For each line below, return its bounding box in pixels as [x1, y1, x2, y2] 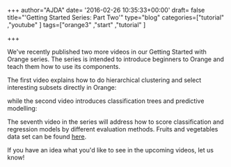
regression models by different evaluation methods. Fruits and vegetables [7, 125, 218, 133]
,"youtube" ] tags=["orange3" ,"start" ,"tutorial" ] [7, 21, 146, 29]
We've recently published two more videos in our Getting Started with [7, 48, 207, 56]
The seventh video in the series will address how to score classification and [7, 118, 224, 126]
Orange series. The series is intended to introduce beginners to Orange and [7, 55, 225, 63]
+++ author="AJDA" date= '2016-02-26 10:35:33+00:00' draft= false [7, 6, 205, 14]
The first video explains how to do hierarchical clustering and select [7, 76, 202, 84]
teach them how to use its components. [7, 63, 120, 70]
